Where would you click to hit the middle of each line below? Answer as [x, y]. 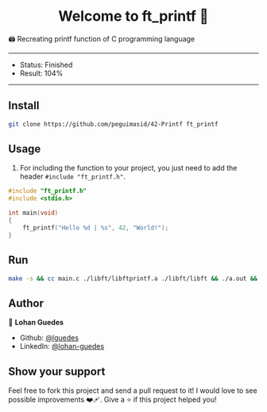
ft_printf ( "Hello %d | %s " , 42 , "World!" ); [96, 228]
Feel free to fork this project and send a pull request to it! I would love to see [133, 390]
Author [26, 303]
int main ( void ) [33, 213]
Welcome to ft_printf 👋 [133, 16]
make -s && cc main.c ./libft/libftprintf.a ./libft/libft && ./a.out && [133, 278]
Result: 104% [41, 73]
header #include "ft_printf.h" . [72, 177]
